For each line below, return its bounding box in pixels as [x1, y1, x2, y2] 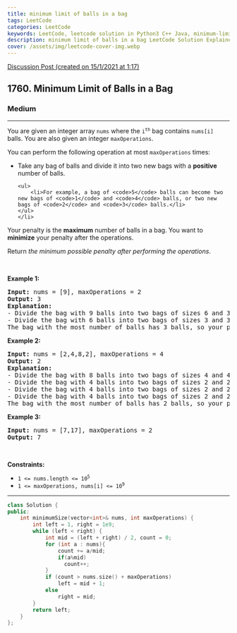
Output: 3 [7, 295, 41, 303]
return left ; [32, 606, 71, 613]
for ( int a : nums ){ [44, 541, 106, 548]
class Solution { [7, 501, 59, 508]
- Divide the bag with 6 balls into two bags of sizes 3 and [7, 316, 224, 324]
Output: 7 [7, 433, 41, 441]
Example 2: [7, 336, 41, 345]
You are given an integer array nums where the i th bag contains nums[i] [7, 126, 214, 135]
